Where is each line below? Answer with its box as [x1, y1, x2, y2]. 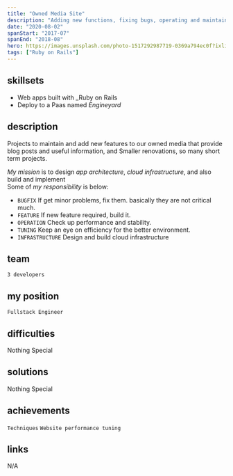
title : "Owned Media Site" [7, 10, 85, 17]
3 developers [7, 271, 45, 278]
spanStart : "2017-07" [7, 29, 70, 37]
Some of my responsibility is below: [7, 182, 109, 191]
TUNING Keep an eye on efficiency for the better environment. [17, 225, 191, 234]
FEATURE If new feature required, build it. [17, 210, 131, 219]
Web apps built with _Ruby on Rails [17, 93, 118, 102]
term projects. [7, 154, 47, 162]
